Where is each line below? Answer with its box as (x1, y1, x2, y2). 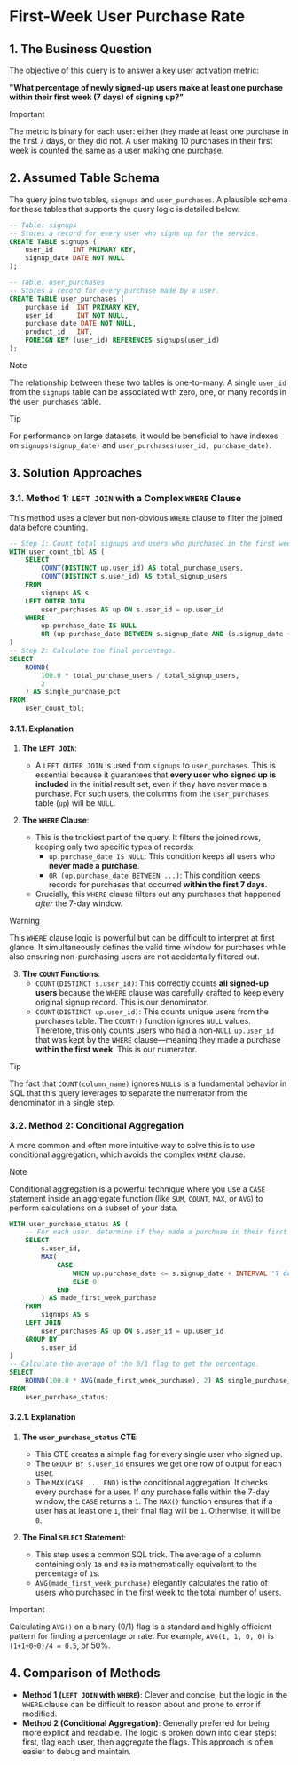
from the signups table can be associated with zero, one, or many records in (9, 386, 287, 397)
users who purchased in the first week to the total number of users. (35, 1587, 282, 1597)
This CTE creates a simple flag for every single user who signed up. (35, 1448, 283, 1459)
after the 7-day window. (35, 898, 123, 909)
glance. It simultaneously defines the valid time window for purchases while (9, 942, 286, 953)
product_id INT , (25, 327, 93, 336)
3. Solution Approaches (9, 466, 143, 481)
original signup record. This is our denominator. (35, 997, 208, 1008)
